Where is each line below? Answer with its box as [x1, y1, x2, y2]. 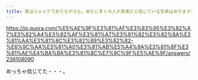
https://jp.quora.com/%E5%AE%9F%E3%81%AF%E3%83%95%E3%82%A [6, 25, 191, 32]
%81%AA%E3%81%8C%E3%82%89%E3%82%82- [6, 37, 134, 44]
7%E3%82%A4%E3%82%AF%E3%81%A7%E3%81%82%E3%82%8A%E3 [6, 30, 191, 38]
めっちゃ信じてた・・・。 [6, 68, 68, 75]
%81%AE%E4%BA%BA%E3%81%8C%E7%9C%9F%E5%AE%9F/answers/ [6, 49, 190, 56]
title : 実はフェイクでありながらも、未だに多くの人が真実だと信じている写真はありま [6, 8, 187, 15]
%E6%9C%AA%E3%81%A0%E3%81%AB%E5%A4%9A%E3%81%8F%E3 [6, 43, 189, 50]
